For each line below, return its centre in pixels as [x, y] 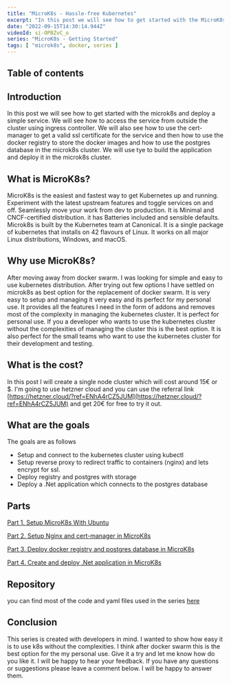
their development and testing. [51, 343]
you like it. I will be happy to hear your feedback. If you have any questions [113, 661]
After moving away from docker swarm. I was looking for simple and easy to [115, 277]
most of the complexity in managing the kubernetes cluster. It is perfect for [113, 314]
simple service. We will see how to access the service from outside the [108, 120]
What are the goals [48, 425]
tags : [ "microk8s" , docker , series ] [63, 45]
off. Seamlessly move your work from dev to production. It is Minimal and [111, 210]
